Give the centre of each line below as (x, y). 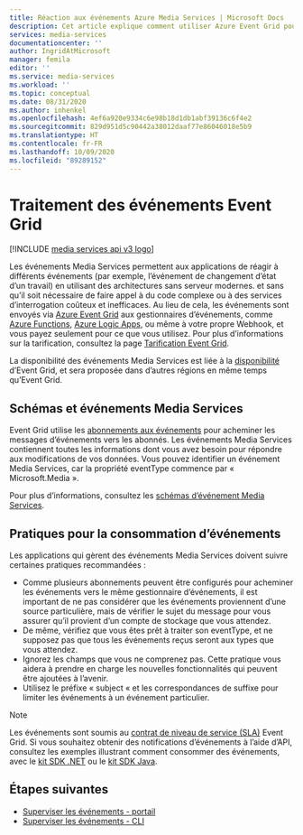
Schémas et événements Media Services (126, 408)
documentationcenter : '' (56, 43)
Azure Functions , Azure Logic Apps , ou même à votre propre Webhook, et (147, 324)
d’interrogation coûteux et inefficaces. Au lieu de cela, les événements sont (149, 305)
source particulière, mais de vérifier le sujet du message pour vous (147, 611)
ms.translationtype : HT (54, 135)
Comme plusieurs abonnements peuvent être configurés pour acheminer (158, 582)
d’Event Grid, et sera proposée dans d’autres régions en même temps (138, 370)
